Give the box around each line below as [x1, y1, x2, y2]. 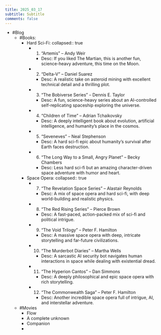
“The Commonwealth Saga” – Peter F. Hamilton [41, 290, 136, 295]
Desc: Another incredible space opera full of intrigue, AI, [41, 294, 154, 301]
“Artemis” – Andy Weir [41, 50, 86, 56]
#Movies [19, 305, 37, 311]
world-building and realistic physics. [41, 196, 114, 202]
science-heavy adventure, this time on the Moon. [41, 61, 140, 67]
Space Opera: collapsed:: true [26, 175, 87, 181]
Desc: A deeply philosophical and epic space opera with [41, 274, 154, 280]
